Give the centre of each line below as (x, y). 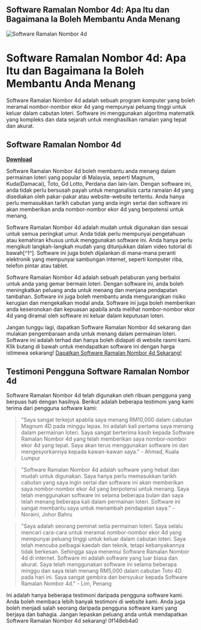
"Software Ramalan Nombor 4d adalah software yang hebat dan (100, 470)
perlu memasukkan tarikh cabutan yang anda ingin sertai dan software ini (97, 203)
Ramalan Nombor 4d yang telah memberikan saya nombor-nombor (104, 439)
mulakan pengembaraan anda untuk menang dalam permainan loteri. (91, 334)
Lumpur (31, 458)
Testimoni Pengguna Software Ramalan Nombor (98, 371)
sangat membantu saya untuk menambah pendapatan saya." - (98, 508)
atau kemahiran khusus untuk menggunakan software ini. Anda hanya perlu (100, 240)
